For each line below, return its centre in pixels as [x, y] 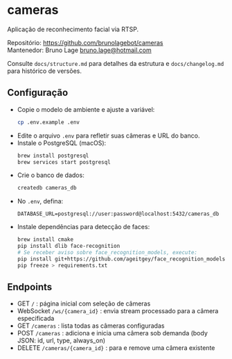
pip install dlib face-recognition [69, 246]
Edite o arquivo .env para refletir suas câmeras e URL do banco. [108, 135]
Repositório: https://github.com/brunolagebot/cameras [85, 42]
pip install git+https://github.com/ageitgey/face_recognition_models [121, 259]
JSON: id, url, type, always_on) [61, 341]
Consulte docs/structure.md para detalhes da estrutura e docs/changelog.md [116, 63]
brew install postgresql [53, 156]
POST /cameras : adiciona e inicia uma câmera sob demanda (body [112, 333]
